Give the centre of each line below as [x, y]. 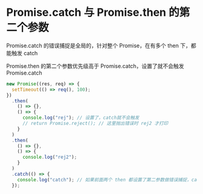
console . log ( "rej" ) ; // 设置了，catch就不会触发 [81, 118]
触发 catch [25, 53]
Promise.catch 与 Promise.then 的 [93, 12]
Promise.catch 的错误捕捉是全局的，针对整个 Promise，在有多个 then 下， [98, 45]
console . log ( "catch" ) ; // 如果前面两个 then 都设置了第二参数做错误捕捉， [105, 179]
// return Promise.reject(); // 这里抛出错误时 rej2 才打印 [95, 124]
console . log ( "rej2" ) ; [50, 157]
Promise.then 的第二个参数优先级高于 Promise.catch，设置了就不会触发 [95, 66]
